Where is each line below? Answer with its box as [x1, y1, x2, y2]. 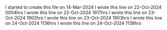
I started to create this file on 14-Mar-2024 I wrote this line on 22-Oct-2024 [5, 4, 162, 10]
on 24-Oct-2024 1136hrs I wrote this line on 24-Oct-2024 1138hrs [5, 20, 142, 26]
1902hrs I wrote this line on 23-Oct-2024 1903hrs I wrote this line [26, 15, 162, 20]
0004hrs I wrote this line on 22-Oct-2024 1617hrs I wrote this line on [5, 9, 147, 15]
